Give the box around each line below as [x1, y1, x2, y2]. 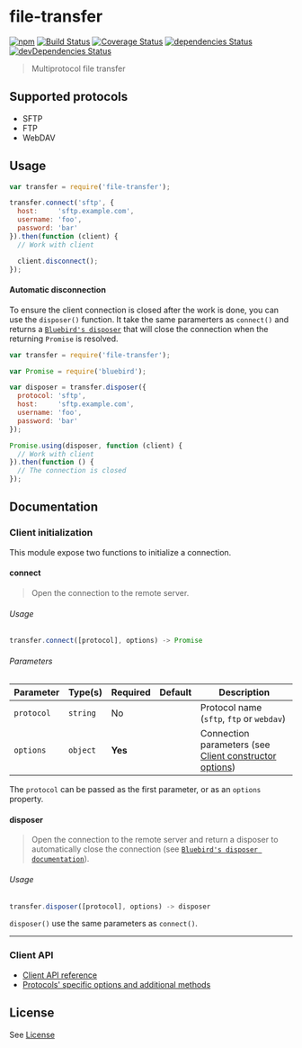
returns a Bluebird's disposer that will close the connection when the [9, 323, 269, 334]
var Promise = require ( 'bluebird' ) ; [9, 366, 147, 375]
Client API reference [22, 970, 97, 980]
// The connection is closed [17, 466, 127, 475]
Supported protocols [9, 89, 129, 104]
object [67, 745, 97, 755]
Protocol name [200, 701, 262, 714]
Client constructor [200, 750, 277, 763]
